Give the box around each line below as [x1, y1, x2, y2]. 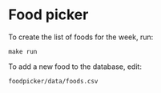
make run [8, 47, 38, 55]
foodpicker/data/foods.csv [8, 77, 99, 85]
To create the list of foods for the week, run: [8, 32, 154, 42]
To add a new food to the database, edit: [8, 62, 143, 71]
